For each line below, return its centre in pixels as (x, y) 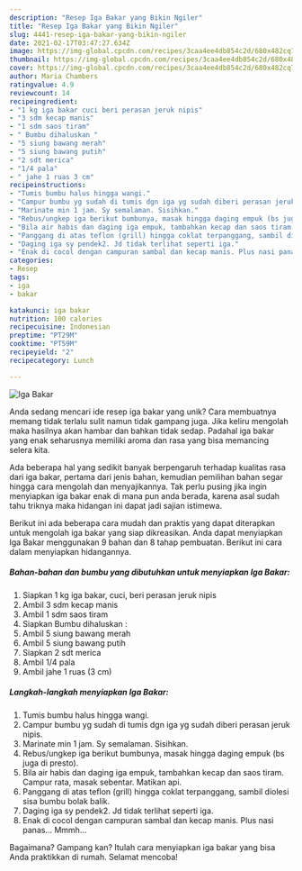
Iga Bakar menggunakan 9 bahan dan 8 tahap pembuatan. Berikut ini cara (146, 542)
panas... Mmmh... (54, 830)
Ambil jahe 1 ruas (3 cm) (67, 671)
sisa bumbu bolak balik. (66, 801)
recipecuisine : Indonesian (60, 327)
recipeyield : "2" (42, 352)
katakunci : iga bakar (50, 310)
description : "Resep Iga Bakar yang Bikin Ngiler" (106, 18)
